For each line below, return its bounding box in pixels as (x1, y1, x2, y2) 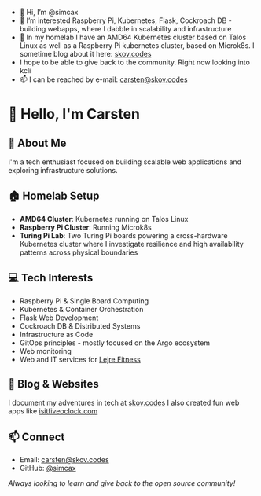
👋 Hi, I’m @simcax (19, 8, 79, 17)
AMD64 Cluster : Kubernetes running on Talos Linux (19, 214, 189, 223)
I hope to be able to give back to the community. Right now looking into (19, 57, 250, 67)
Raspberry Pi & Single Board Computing (19, 296, 149, 306)
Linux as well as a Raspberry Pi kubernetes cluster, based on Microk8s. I (19, 41, 255, 50)
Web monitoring (19, 346, 72, 355)
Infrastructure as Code (19, 329, 94, 339)
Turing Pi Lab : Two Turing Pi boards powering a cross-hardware (19, 230, 228, 240)
